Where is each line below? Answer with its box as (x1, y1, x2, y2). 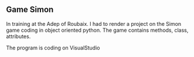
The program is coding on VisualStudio (6, 44, 100, 51)
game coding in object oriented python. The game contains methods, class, (6, 26, 189, 33)
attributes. (6, 32, 31, 40)
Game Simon (6, 5, 54, 15)
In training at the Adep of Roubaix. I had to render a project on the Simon (6, 20, 182, 27)
